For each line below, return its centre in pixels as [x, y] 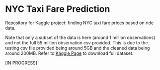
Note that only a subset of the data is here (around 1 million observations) [80, 37]
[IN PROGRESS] [21, 63]
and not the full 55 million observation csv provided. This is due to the [77, 42]
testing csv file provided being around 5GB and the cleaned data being [78, 48]
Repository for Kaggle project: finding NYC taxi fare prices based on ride [80, 23]
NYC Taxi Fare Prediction [58, 9]
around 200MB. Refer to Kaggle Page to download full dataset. [69, 53]
